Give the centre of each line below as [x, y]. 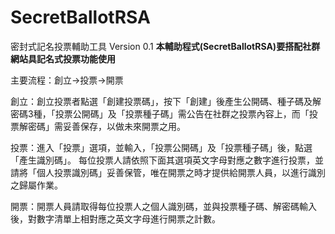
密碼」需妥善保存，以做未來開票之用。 [106, 126]
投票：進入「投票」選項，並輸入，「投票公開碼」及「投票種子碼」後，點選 [161, 147]
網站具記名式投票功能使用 [63, 58]
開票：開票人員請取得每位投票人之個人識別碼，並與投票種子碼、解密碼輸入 [163, 206]
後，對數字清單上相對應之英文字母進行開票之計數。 [115, 218]
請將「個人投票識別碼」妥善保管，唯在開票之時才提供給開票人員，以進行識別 [168, 172]
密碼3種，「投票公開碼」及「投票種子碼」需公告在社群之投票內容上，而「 [160, 113]
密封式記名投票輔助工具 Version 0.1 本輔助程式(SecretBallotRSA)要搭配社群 [165, 46]
